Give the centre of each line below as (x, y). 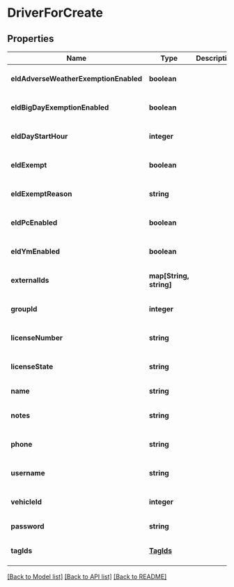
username (28, 473)
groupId (24, 309)
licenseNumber (37, 338)
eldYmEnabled (36, 251)
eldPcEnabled (34, 223)
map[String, (169, 276)
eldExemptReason (41, 194)
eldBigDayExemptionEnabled (60, 107)
